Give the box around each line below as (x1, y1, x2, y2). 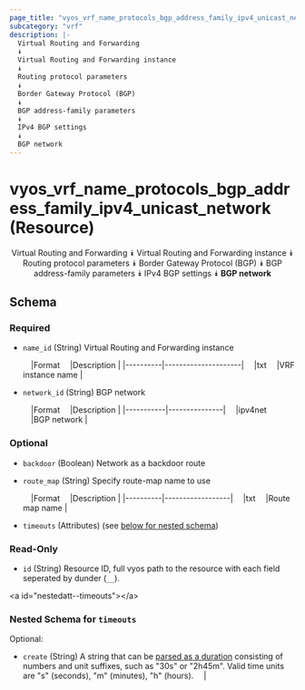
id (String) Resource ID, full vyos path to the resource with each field (22, 563, 280, 574)
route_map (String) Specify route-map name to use (22, 475, 212, 486)
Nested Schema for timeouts (9, 613, 137, 626)
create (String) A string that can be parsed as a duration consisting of (22, 651, 283, 662)
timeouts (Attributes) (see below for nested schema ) (22, 520, 220, 530)
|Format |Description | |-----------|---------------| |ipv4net (30, 404, 268, 415)
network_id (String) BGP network (22, 387, 146, 398)
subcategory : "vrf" (9, 22, 84, 31)
